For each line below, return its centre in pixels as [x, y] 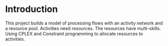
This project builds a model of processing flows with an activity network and [84, 23]
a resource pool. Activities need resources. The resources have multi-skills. [83, 28]
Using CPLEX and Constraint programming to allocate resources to [74, 33]
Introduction [32, 9]
